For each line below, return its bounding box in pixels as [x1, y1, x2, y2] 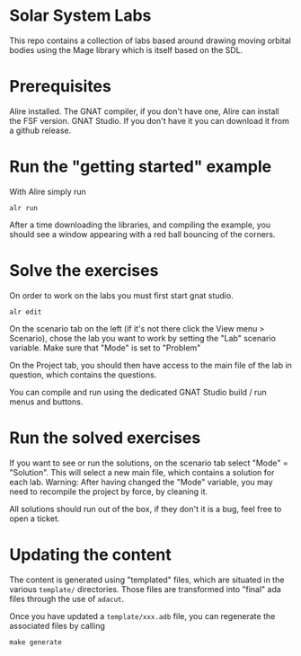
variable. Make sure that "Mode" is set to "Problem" [9, 342, 201, 353]
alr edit [9, 307, 42, 316]
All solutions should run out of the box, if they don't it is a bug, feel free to [9, 503, 282, 514]
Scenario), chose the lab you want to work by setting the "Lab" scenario [9, 332, 277, 343]
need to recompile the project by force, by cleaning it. [9, 486, 208, 497]
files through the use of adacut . [9, 593, 125, 604]
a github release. [9, 125, 72, 136]
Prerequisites [9, 76, 112, 97]
